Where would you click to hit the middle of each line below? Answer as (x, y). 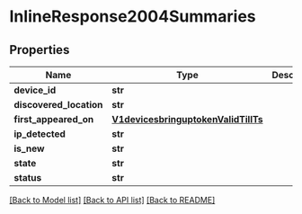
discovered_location (58, 105)
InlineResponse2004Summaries (133, 17)
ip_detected (40, 134)
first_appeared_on (54, 119)
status (28, 178)
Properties (40, 50)
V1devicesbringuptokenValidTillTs (187, 119)
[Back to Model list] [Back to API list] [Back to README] (112, 200)
